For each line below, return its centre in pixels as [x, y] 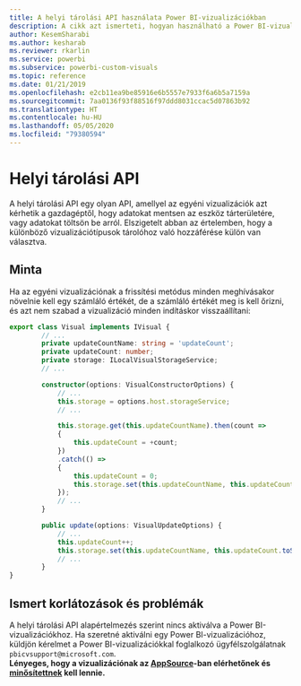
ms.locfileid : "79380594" [57, 135]
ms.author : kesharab [48, 43]
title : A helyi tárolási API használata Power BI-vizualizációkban [138, 17]
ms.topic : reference [48, 76]
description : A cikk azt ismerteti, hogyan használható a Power [132, 26]
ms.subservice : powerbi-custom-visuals [84, 68]
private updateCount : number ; [98, 352]
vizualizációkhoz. [41, 634]
